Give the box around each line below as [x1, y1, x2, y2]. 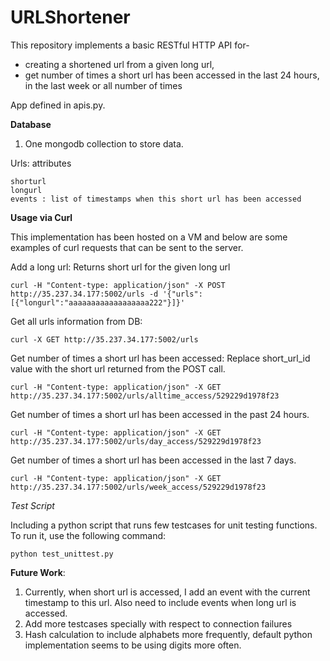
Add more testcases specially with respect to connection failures [24, 617, 293, 630]
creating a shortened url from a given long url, [24, 58, 215, 70]
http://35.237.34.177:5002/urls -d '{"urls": [10, 289, 203, 299]
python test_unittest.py [10, 549, 114, 559]
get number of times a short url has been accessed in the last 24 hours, [24, 69, 320, 81]
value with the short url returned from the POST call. [10, 362, 226, 375]
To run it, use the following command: [10, 529, 167, 541]
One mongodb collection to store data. [24, 137, 184, 150]
